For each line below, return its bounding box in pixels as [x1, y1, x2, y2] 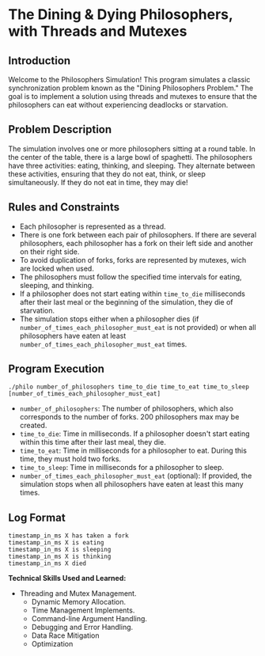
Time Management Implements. [31, 605, 135, 615]
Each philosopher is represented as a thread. [19, 222, 166, 231]
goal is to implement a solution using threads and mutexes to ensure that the [8, 92, 257, 100]
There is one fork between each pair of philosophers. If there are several [19, 229, 257, 239]
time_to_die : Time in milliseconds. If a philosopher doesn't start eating [19, 429, 250, 438]
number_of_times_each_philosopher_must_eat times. [19, 339, 187, 349]
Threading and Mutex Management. [19, 589, 137, 598]
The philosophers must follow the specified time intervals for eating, [19, 271, 243, 282]
